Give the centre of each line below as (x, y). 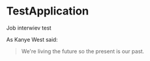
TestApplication (48, 11)
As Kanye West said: (32, 39)
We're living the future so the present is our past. (83, 51)
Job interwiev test (29, 28)
